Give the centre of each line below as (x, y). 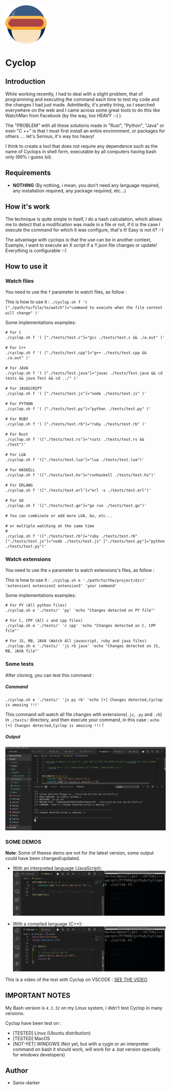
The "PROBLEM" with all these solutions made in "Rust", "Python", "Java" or (85, 125)
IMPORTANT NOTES (38, 996)
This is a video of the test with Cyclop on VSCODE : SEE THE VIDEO (76, 979)
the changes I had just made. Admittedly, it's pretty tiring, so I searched (80, 104)
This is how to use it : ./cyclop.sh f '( (46, 302)
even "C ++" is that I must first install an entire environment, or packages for (85, 131)
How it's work (27, 207)
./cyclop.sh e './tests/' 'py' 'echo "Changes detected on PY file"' (81, 611)
